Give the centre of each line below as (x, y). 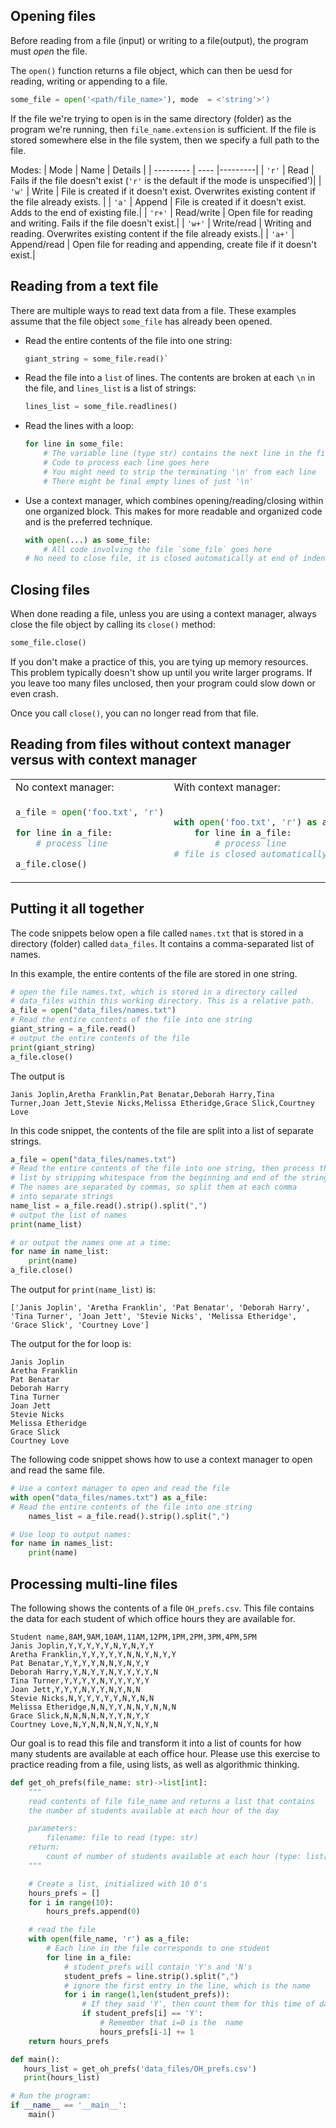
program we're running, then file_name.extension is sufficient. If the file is (163, 129)
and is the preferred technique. (88, 521)
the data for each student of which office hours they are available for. (153, 1618)
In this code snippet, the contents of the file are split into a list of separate (162, 1130)
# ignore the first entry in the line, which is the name (187, 1985)
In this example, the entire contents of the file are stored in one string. (154, 973)
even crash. (34, 693)
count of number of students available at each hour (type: (174, 1857)
